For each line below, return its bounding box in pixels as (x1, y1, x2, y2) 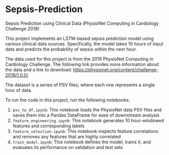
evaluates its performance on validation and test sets (12, 144, 123, 150)
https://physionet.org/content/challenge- (73, 67, 158, 73)
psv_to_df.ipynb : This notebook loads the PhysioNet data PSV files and (12, 107, 162, 113)
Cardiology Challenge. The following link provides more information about (5, 61, 159, 67)
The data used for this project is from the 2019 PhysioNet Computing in (5, 56, 154, 62)
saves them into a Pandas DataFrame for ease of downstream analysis (12, 112, 159, 118)
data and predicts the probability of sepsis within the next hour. (5, 46, 137, 52)
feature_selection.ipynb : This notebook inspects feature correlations (12, 128, 158, 134)
